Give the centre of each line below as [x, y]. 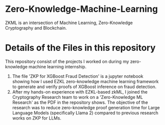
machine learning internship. [58, 66]
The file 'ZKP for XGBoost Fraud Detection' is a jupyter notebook [78, 76]
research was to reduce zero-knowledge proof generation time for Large [86, 107]
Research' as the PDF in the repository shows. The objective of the [80, 102]
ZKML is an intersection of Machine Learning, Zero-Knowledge [69, 23]
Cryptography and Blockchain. [36, 28]
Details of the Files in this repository [81, 48]
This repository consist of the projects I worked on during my [67, 61]
